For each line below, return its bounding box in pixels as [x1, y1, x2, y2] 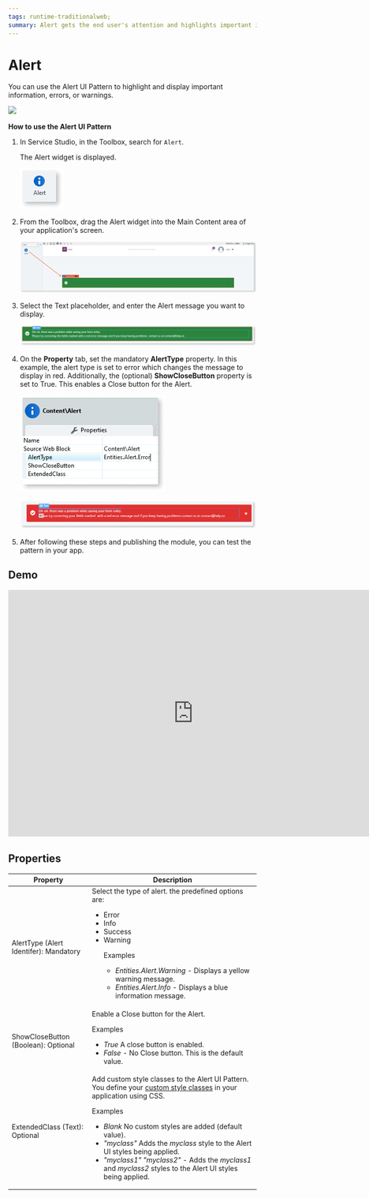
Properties [8, 852, 61, 866]
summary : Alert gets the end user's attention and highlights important [8, 21, 252, 29]
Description [152, 875, 192, 885]
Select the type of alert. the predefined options [91, 886, 244, 896]
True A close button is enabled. [103, 1039, 205, 1049]
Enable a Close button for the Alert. [91, 1009, 206, 1018]
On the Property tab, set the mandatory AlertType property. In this [19, 354, 237, 364]
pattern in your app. [19, 545, 84, 556]
